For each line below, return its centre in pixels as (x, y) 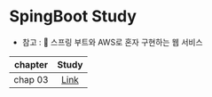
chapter (31, 64)
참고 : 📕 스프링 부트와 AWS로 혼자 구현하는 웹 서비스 (112, 42)
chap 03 (31, 79)
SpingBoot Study (73, 16)
